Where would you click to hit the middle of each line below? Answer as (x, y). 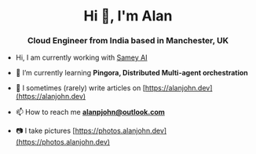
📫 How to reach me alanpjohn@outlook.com (90, 112)
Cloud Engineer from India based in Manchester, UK (128, 41)
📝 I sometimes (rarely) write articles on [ (80, 88)
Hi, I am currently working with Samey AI (81, 57)
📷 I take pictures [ (46, 131)
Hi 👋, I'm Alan (128, 16)
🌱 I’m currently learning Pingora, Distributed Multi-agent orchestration (132, 73)
